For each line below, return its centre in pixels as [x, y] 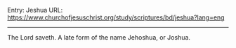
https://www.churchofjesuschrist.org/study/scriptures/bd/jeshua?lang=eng [116, 17]
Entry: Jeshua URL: [35, 10]
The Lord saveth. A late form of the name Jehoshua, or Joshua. [99, 37]
